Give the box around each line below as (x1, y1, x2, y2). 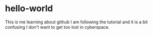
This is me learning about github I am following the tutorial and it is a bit (5, 19, 148, 25)
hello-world (5, 3, 53, 14)
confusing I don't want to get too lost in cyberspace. (5, 24, 110, 30)
